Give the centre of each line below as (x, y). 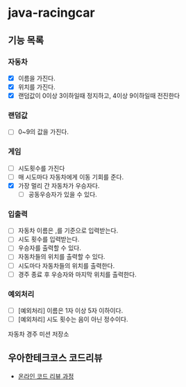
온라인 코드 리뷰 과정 (46, 376)
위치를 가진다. (37, 87)
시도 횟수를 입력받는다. (49, 239)
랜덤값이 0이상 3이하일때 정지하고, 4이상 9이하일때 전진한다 (99, 96)
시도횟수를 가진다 (41, 168)
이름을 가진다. (37, 78)
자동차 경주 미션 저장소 (39, 334)
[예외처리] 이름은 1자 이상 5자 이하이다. (70, 310)
